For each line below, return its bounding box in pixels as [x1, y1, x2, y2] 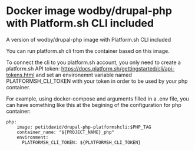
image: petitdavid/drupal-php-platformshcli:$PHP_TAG [16, 124, 151, 130]
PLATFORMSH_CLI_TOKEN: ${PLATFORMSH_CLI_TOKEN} [21, 139, 141, 145]
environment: [16, 134, 49, 140]
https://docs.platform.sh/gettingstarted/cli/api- [61, 65, 175, 72]
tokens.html [6, 71, 35, 78]
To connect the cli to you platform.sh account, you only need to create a [6, 59, 181, 66]
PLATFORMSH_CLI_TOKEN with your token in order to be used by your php [6, 78, 188, 85]
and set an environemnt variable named [35, 71, 133, 78]
